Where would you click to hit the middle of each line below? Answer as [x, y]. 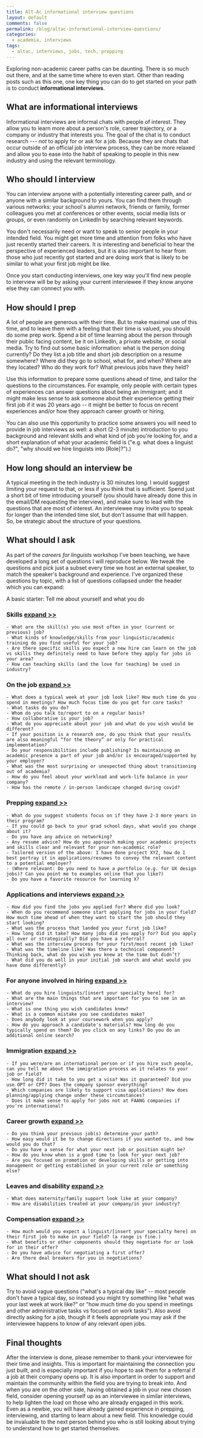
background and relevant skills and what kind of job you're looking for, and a [102, 436]
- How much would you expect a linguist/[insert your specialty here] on [101, 1232]
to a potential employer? [39, 863]
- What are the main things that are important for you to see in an [96, 999]
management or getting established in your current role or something [97, 1166]
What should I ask [41, 540]
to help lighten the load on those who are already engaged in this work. [95, 1403]
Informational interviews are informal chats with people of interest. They [96, 121]
